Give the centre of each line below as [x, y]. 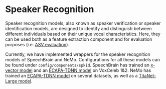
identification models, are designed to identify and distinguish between [78, 28]
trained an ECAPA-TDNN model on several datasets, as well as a [71, 75]
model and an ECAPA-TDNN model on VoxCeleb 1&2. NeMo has [85, 70]
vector [12, 70]
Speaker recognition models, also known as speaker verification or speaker [83, 23]
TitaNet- [147, 75]
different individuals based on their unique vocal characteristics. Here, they [83, 34]
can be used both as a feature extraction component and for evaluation [79, 39]
